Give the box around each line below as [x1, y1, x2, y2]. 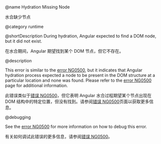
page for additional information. [5, 83, 68, 88]
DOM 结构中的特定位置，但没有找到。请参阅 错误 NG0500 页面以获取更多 [5, 99, 149, 104]
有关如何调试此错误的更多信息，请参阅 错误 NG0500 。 [5, 134, 113, 139]
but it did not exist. [5, 38, 42, 44]
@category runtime [5, 24, 44, 29]
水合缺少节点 [5, 14, 31, 20]
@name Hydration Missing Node [5, 4, 70, 10]
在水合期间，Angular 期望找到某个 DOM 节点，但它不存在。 [5, 48, 124, 54]
